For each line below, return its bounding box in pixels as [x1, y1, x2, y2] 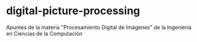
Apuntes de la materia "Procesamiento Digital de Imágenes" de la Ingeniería [6, 24, 192, 31]
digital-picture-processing [6, 4, 141, 18]
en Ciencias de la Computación [6, 30, 83, 37]
